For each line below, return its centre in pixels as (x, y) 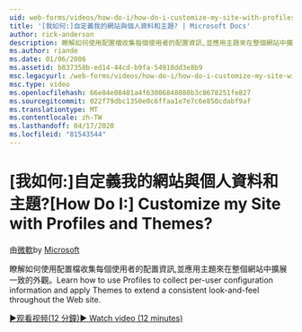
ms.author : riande (44, 51)
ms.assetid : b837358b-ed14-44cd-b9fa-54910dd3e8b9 (106, 68)
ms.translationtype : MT (54, 109)
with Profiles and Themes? (111, 224)
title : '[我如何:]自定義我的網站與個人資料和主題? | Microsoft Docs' (130, 26)
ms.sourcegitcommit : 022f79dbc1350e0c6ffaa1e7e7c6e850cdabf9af (130, 101)
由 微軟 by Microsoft (44, 249)
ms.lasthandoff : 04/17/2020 (62, 127)
